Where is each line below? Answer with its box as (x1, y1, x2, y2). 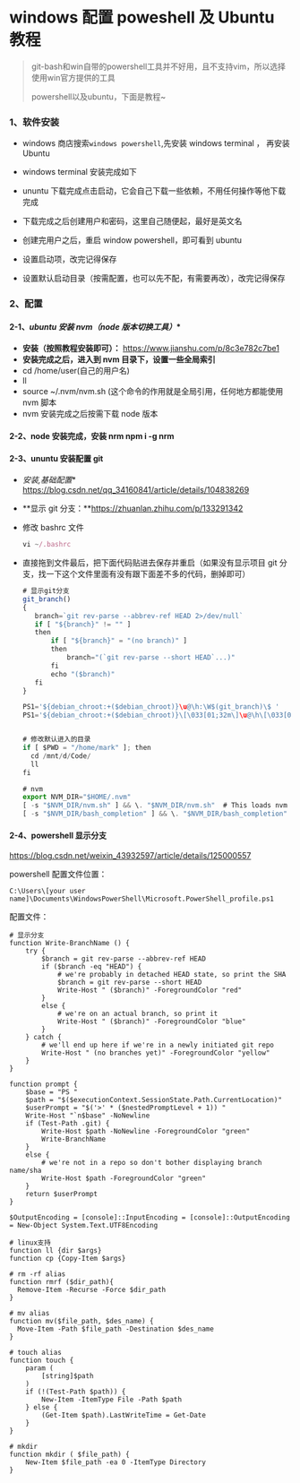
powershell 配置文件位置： (9, 869, 107, 880)
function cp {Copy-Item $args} (9, 1255, 126, 1263)
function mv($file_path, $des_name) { (9, 1317, 154, 1326)
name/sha (9, 1166, 42, 1176)
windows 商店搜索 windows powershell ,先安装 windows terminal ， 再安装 (21, 138, 291, 149)
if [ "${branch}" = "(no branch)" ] (50, 636, 188, 645)
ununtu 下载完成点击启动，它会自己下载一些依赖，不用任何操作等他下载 (21, 185, 287, 196)
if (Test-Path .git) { (25, 1119, 110, 1128)
